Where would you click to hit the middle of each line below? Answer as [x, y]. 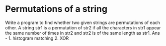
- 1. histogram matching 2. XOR [37, 38]
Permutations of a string [56, 9]
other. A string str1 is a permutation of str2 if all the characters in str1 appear [83, 27]
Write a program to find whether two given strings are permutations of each [83, 23]
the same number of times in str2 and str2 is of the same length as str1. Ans [83, 33]
